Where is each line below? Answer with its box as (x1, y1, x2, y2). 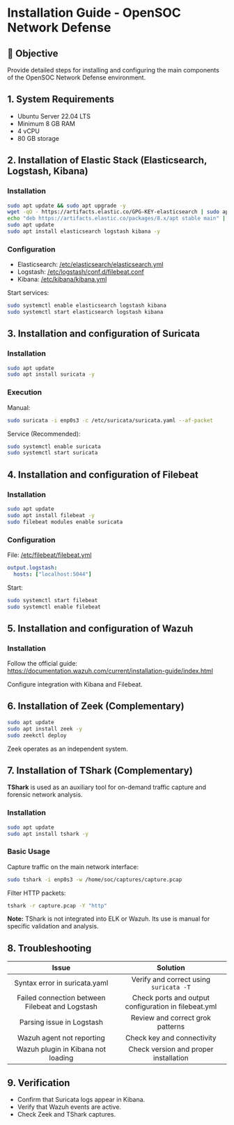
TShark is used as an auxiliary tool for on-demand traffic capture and (7, 783, 207, 792)
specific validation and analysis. (7, 922, 99, 931)
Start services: (7, 289, 49, 297)
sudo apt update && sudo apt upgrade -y (7, 202, 127, 209)
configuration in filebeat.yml (125, 1002, 217, 1011)
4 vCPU (17, 127, 40, 135)
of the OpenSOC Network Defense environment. (7, 73, 146, 82)
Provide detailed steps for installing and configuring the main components (7, 66, 219, 74)
